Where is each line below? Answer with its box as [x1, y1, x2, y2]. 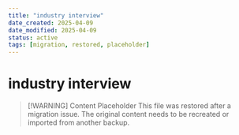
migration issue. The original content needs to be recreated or [27, 110, 230, 119]
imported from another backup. [27, 118, 130, 127]
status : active [8, 33, 58, 42]
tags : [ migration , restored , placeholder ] [8, 41, 150, 49]
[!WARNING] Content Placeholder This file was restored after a [27, 101, 231, 111]
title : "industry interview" [8, 11, 104, 20]
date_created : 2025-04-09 [8, 19, 93, 27]
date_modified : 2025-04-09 [8, 26, 97, 34]
